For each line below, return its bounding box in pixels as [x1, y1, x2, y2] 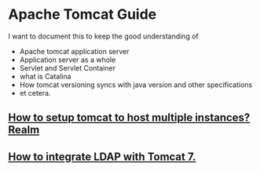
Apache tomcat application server [19, 46, 130, 56]
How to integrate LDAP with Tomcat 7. [8, 150, 196, 163]
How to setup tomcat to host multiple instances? [8, 111, 251, 125]
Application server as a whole [19, 55, 116, 64]
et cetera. [19, 88, 51, 97]
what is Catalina [19, 71, 72, 81]
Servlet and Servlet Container [19, 63, 116, 72]
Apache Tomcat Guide [8, 5, 157, 24]
